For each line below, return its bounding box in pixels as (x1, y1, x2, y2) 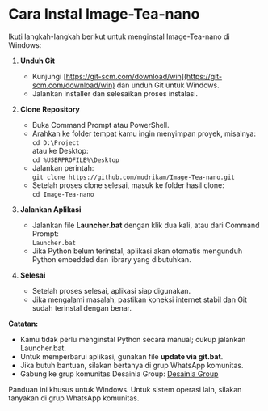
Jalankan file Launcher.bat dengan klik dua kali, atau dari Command (31, 220, 260, 230)
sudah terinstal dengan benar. (31, 303, 132, 312)
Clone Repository (19, 104, 81, 114)
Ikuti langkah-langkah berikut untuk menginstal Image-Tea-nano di (8, 32, 230, 41)
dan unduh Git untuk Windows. (116, 80, 220, 90)
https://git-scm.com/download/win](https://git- (65, 71, 223, 81)
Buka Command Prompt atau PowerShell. (31, 120, 170, 129)
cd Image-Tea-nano (31, 190, 94, 198)
